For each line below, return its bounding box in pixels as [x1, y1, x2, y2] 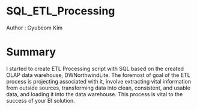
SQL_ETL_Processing [6, 4, 115, 18]
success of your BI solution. [6, 97, 75, 104]
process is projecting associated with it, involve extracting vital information [6, 78, 191, 85]
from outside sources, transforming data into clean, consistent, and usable [6, 84, 191, 91]
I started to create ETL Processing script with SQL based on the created [6, 65, 184, 72]
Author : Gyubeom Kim [6, 24, 63, 31]
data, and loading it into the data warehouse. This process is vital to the [6, 90, 183, 97]
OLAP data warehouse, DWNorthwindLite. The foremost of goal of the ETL [6, 71, 190, 79]
